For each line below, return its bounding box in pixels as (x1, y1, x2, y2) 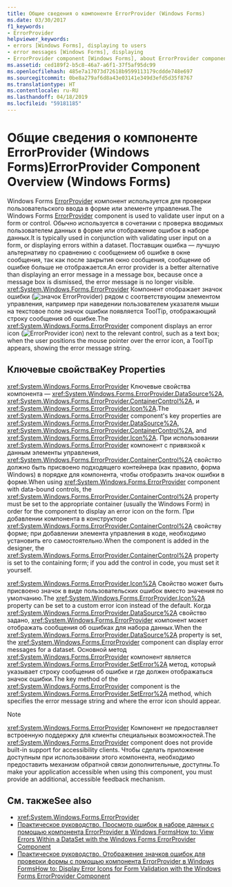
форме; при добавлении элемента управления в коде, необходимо (7, 529, 206, 537)
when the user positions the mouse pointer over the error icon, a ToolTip (7, 336, 213, 344)
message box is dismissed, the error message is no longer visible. (7, 277, 195, 286)
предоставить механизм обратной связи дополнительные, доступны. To (7, 760, 220, 768)
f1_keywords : (7, 23, 45, 30)
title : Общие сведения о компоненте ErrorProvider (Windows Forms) (7, 10, 206, 17)
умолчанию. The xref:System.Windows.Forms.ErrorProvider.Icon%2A (7, 594, 206, 602)
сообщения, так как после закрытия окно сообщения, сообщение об (7, 255, 211, 263)
